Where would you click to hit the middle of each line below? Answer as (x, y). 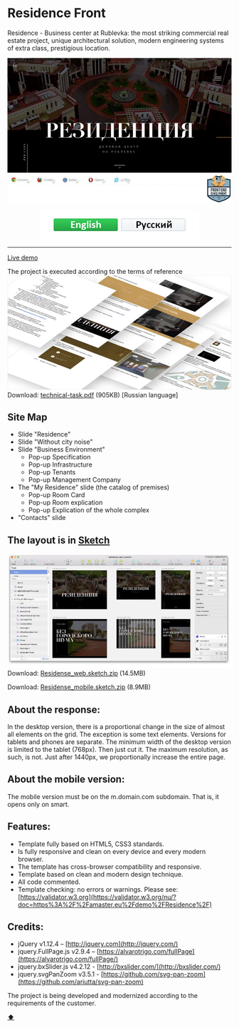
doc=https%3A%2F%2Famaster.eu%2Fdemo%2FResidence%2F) (115, 905)
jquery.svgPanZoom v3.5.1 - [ (60, 974)
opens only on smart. (38, 804)
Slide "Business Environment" (61, 449)
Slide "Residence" (44, 434)
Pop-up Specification (59, 457)
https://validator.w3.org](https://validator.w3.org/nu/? (98, 897)
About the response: (54, 709)
